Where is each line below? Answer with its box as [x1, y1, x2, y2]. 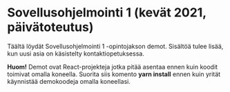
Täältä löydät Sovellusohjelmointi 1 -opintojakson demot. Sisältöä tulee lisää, [7, 42, 224, 50]
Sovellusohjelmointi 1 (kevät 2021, [7, 5, 207, 21]
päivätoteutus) [7, 19, 94, 35]
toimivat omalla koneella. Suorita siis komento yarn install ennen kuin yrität [7, 70, 221, 78]
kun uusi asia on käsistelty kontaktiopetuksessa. [7, 49, 145, 58]
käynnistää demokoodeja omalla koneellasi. [7, 77, 131, 85]
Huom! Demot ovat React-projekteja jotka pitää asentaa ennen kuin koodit [7, 62, 218, 71]
